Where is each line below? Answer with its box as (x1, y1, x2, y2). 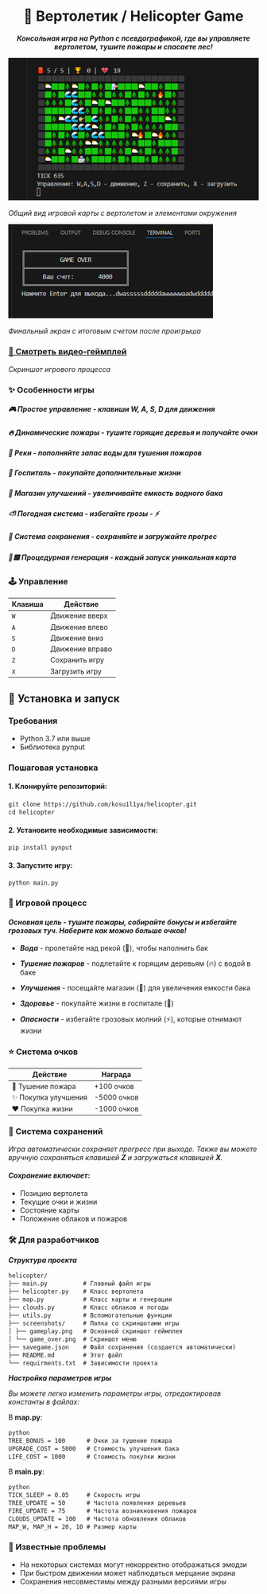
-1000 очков (94, 1104, 139, 1113)
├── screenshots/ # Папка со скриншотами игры (8, 1319, 180, 1328)
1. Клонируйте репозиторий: (8, 782, 107, 791)
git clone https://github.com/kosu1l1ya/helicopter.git (8, 800, 197, 808)
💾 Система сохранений (8, 1126, 103, 1137)
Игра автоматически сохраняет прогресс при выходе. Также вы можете (8, 1144, 257, 1154)
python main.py (8, 879, 59, 887)
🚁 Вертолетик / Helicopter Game (23, 7, 244, 25)
